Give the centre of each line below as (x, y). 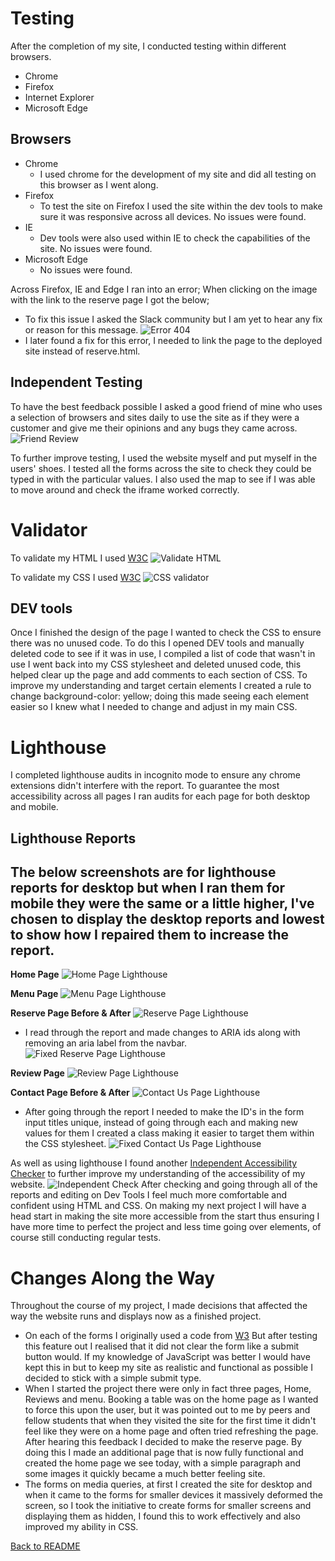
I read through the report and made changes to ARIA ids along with (162, 1033)
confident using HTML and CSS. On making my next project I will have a (158, 1206)
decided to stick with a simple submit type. (113, 1378)
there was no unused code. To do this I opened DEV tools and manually (157, 643)
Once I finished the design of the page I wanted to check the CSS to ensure (166, 633)
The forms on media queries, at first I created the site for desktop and (168, 1484)
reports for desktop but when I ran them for (148, 888)
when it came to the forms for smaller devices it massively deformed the (173, 1495)
